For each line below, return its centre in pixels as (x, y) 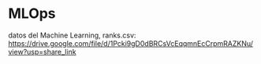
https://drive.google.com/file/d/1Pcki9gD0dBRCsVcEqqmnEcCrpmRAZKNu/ (131, 43)
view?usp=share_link (42, 52)
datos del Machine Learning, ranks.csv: (72, 35)
